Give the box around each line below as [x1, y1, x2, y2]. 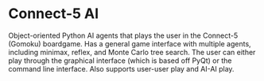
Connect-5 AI [8, 5, 99, 23]
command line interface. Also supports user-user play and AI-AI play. [8, 64, 235, 73]
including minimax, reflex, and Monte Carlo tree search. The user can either [8, 47, 256, 57]
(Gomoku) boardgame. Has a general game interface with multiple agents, [8, 39, 252, 48]
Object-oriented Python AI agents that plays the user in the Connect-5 [8, 31, 239, 40]
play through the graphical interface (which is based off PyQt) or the [8, 56, 232, 65]
